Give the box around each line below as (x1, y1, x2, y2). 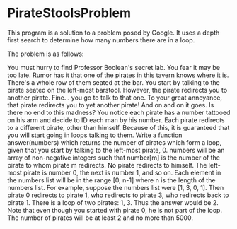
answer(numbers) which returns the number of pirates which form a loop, (7, 138, 222, 146)
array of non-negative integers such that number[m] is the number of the (7, 153, 221, 162)
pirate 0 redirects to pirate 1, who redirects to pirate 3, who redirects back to (7, 191, 229, 199)
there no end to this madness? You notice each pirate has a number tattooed (7, 108, 231, 117)
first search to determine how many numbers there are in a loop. (7, 35, 195, 44)
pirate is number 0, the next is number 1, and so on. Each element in (23, 168, 221, 177)
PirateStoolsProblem (7, 5, 132, 21)
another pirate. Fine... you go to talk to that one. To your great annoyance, (7, 93, 223, 102)
